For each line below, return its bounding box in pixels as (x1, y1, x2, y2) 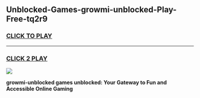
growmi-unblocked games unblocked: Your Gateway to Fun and (6, 78, 167, 86)
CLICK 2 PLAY (6, 54, 48, 62)
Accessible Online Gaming (6, 85, 73, 92)
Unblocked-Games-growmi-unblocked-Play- (6, 5, 177, 15)
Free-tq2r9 (6, 14, 48, 24)
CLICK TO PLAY (6, 32, 52, 40)
